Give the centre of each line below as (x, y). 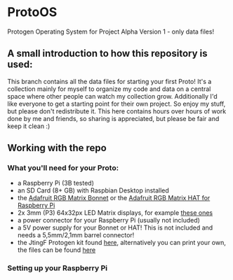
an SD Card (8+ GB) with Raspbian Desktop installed (93, 190)
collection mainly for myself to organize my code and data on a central (109, 89)
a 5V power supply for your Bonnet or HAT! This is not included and (115, 227)
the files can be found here (56, 250)
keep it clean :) (29, 126)
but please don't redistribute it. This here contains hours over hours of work (117, 111)
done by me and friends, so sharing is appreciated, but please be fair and (113, 118)
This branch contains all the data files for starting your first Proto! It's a (109, 81)
